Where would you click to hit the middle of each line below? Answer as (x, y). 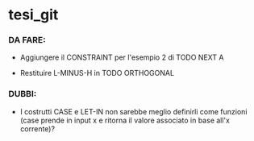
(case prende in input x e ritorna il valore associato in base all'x (125, 120)
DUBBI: (23, 94)
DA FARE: (27, 40)
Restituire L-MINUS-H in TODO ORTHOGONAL (97, 73)
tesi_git (33, 15)
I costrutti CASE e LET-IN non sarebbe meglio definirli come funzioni (133, 111)
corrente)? (37, 129)
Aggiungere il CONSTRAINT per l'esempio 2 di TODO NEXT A (122, 57)
